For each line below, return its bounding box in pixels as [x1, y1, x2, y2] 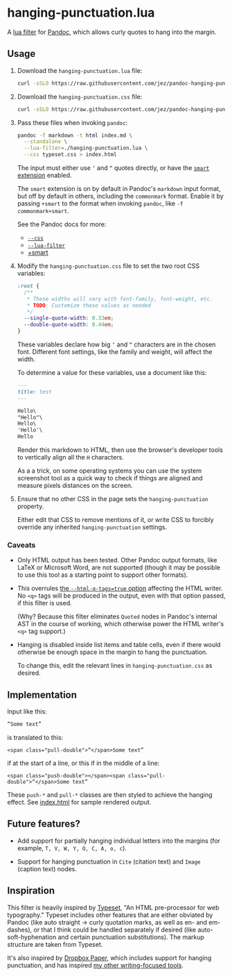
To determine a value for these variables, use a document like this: [17, 369, 207, 376]
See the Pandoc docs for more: [17, 220, 107, 228]
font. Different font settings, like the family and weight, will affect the [17, 348, 213, 355]
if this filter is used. [17, 599, 73, 607]
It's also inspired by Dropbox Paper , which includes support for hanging [7, 953, 212, 962]
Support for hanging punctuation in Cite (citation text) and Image [17, 857, 201, 866]
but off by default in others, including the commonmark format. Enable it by [17, 192, 224, 200]
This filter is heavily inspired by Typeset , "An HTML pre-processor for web [7, 903, 220, 911]
